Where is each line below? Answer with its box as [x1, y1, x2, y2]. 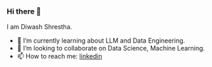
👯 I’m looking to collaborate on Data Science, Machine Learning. [16, 44, 206, 53]
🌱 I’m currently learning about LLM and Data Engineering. [16, 36, 186, 45]
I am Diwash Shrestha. [6, 23, 73, 31]
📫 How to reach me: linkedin [16, 52, 102, 61]
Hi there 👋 [6, 6, 42, 16]
